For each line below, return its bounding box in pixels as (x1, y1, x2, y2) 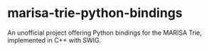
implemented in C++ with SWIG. (7, 35, 102, 44)
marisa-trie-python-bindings (7, 5, 183, 21)
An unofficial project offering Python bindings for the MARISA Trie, (7, 28, 203, 37)
